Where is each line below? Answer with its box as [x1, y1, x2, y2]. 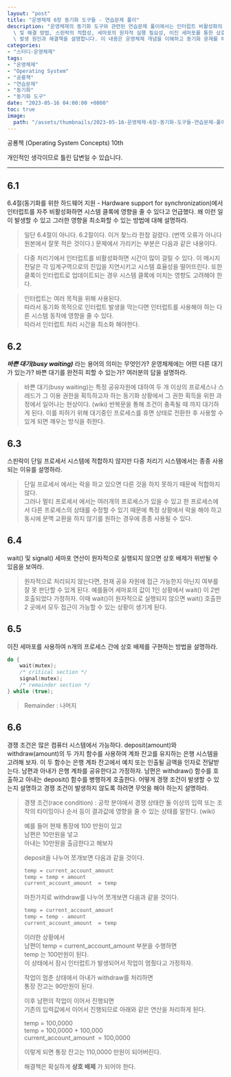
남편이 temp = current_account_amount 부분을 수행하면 [23, 942, 177, 950]
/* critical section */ [19, 668, 88, 676]
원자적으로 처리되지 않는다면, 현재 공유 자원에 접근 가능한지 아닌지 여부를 [23, 577, 219, 585]
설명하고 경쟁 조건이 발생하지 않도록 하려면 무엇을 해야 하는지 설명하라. [19, 783, 209, 792]
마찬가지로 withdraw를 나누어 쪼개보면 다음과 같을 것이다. [23, 893, 179, 902]
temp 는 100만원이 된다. [23, 950, 89, 958]
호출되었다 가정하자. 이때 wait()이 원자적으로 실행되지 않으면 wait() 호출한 [23, 594, 222, 602]
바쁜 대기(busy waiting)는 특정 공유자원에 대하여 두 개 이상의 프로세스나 [23, 383, 217, 391]
